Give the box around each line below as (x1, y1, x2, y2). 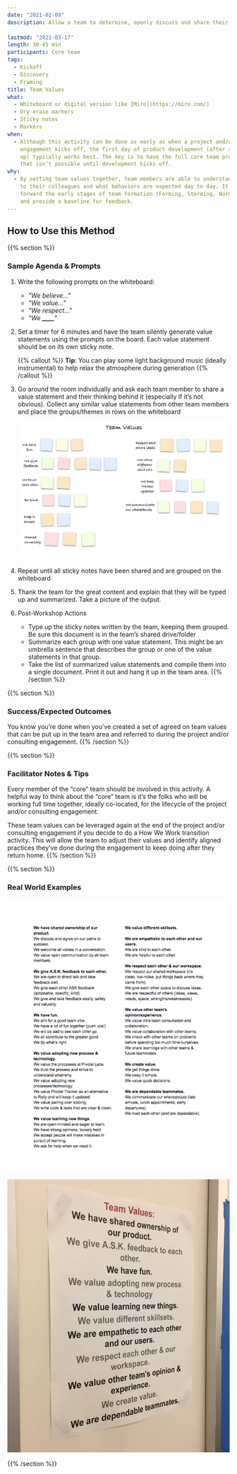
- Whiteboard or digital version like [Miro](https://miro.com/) (13, 101, 210, 108)
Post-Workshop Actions (17, 609, 87, 617)
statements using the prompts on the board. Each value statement (17, 334, 210, 343)
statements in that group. (28, 653, 102, 661)
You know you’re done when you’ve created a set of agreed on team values (7, 723, 227, 731)
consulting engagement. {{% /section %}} (7, 737, 130, 746)
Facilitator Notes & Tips (7, 769, 90, 779)
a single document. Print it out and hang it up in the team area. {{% (28, 667, 222, 676)
